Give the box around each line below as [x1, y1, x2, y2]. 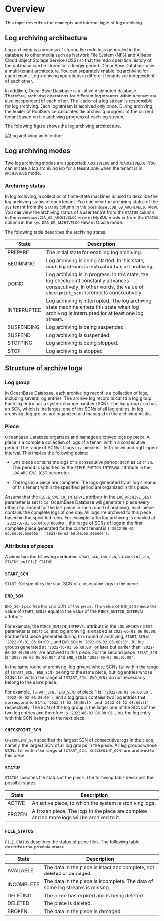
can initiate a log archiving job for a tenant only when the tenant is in [5, 165, 143, 171]
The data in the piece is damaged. [43, 908, 122, 915]
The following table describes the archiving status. [5, 229, 107, 235]
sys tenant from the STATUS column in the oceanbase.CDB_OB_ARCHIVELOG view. [5, 204, 159, 210]
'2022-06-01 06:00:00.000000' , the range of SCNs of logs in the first [5, 520, 143, 526]
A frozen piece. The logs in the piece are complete [31, 808, 147, 815]
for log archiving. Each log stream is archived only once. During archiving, [5, 103, 154, 109]
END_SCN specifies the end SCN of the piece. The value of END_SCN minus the [5, 603, 157, 609]
